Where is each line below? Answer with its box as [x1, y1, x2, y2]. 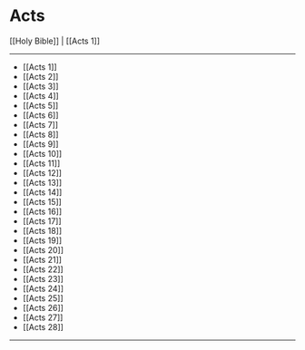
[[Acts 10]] [22, 148, 63, 159]
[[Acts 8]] [22, 129, 59, 140]
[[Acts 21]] [22, 254, 62, 265]
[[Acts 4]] [22, 90, 59, 101]
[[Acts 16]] [22, 206, 63, 217]
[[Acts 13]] [22, 177, 62, 188]
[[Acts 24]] [22, 283, 64, 294]
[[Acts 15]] [22, 196, 62, 207]
